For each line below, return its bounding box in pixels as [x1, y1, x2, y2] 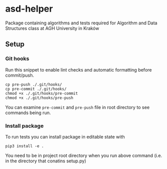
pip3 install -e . [5, 143, 44, 149]
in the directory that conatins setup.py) [5, 158, 87, 164]
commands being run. [5, 110, 51, 116]
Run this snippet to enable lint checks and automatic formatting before [5, 66, 152, 73]
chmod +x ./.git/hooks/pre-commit [5, 91, 78, 96]
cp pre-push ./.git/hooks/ [5, 82, 62, 87]
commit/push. [5, 72, 34, 78]
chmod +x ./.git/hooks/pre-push [5, 95, 73, 100]
